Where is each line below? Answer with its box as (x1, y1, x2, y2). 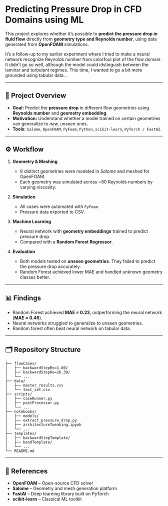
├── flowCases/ (5, 361, 37, 366)
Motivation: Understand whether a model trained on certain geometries (12, 115, 161, 121)
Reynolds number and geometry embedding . (12, 110, 108, 116)
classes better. (19, 274, 50, 280)
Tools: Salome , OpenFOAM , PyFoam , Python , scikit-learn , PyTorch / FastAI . (12, 126, 162, 132)
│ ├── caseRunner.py (5, 396, 52, 401)
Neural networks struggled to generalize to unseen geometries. (12, 320, 143, 326)
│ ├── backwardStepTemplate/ (5, 435, 70, 440)
